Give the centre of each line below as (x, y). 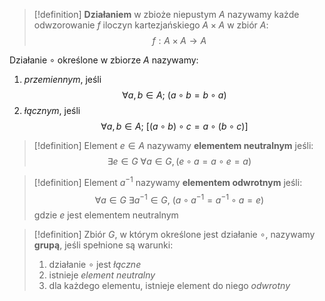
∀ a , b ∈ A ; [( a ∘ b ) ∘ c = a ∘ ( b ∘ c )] (174, 126)
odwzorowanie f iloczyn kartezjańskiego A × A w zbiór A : (151, 25)
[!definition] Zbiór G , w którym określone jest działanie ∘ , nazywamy (174, 235)
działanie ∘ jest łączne (95, 265)
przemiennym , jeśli (62, 79)
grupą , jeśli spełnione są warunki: (103, 245)
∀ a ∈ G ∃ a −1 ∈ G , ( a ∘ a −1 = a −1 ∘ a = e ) (179, 199)
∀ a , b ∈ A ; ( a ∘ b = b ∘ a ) (174, 95)
